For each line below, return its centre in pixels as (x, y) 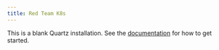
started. (18, 40)
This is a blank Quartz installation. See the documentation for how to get (109, 33)
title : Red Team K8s (37, 13)
